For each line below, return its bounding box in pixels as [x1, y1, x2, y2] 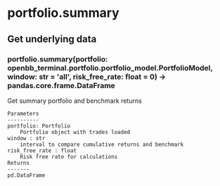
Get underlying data [7, 33, 97, 45]
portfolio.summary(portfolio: [7, 54, 108, 64]
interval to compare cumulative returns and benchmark [20, 141, 184, 148]
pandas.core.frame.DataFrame [7, 80, 116, 90]
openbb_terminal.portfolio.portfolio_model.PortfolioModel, [7, 63, 213, 73]
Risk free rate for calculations [20, 153, 118, 160]
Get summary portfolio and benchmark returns [7, 97, 142, 105]
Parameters [7, 110, 39, 117]
